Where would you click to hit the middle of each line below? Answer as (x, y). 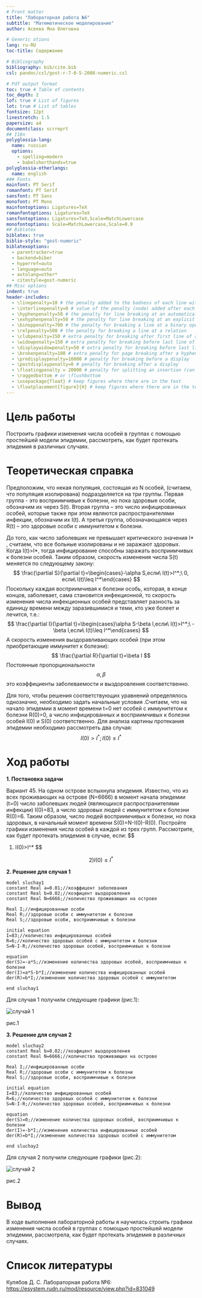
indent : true (23, 292)
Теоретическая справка (70, 471)
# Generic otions (28, 40)
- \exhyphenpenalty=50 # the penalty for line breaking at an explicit (103, 320)
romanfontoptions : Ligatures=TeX (48, 213)
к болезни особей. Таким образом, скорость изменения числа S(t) (92, 557)
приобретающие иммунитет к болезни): (58, 646)
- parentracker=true (37, 252)
